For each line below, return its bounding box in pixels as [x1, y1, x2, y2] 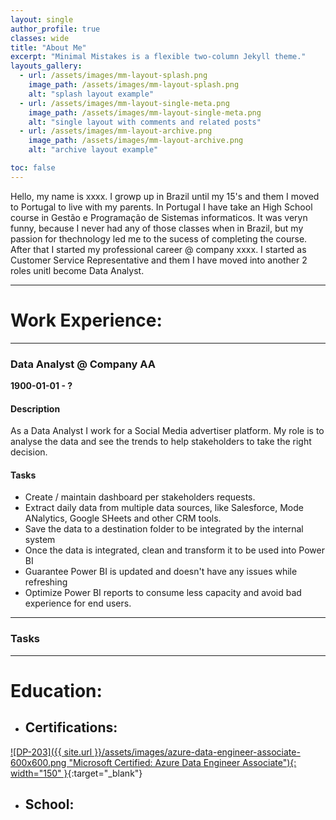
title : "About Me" [10, 42, 87, 53]
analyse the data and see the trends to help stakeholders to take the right [10, 436, 312, 448]
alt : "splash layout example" [28, 89, 155, 99]
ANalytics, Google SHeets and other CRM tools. [24, 512, 222, 525]
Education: [10, 679, 103, 702]
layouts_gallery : [10, 61, 83, 71]
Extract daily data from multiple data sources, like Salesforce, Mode [24, 502, 304, 514]
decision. [10, 446, 48, 458]
